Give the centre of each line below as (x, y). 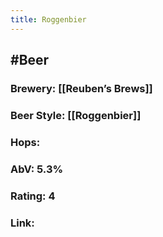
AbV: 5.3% (37, 169)
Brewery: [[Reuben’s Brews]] (81, 88)
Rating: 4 (33, 196)
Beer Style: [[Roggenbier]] (76, 115)
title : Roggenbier (48, 19)
